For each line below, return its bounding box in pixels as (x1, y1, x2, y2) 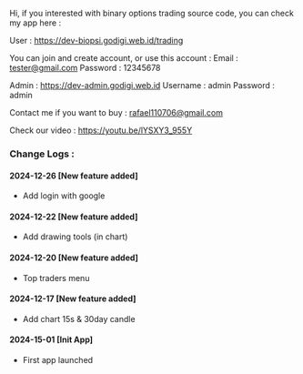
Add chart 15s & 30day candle (22, 313, 136, 324)
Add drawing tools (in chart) (22, 231, 128, 242)
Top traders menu (22, 272, 90, 283)
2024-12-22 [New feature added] (9, 211, 138, 222)
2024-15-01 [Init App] (9, 334, 94, 345)
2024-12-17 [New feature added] (9, 293, 136, 304)
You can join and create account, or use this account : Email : (9, 53, 238, 63)
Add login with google (22, 190, 106, 201)
